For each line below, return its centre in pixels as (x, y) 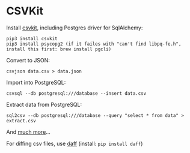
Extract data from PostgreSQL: (44, 104)
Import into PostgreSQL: (36, 82)
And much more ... (29, 132)
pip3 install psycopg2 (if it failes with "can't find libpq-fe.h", (94, 44)
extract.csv (21, 121)
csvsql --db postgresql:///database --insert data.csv (76, 93)
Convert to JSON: (28, 60)
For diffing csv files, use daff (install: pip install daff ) (75, 143)
